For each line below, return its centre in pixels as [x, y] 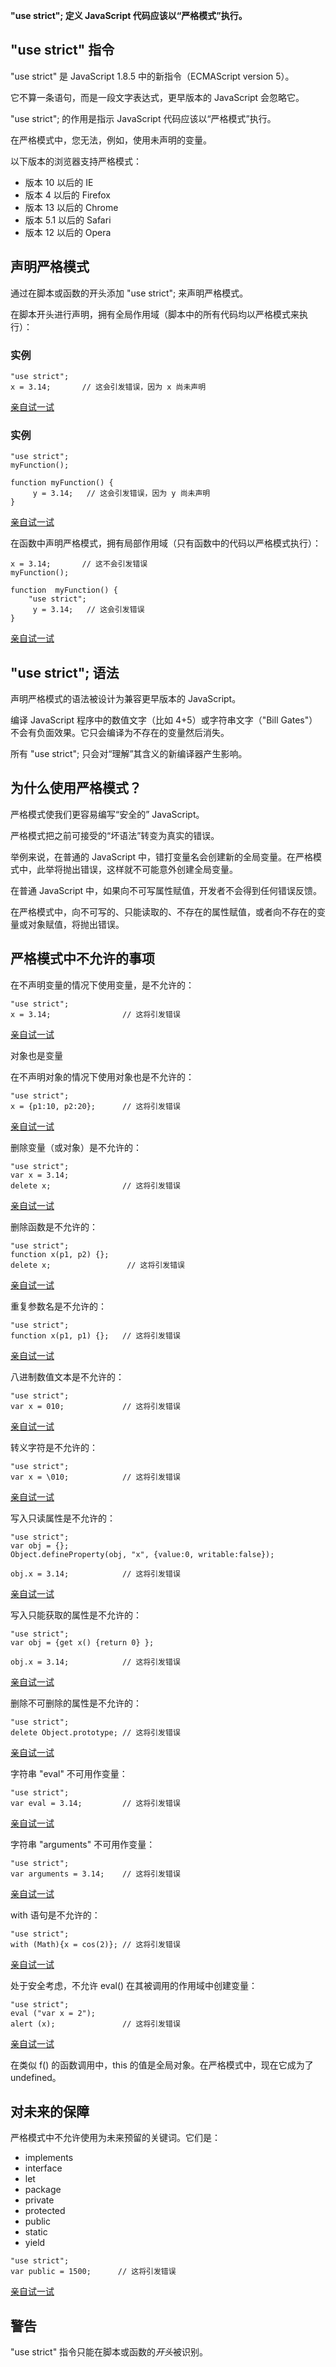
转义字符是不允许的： [54, 1447]
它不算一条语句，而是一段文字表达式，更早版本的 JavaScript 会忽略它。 [157, 97]
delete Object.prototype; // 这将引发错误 [95, 1732]
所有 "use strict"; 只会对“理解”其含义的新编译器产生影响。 [129, 754]
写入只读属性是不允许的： [63, 1518]
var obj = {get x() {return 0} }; [82, 1642]
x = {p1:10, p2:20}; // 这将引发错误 [95, 1106]
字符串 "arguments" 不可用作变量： [83, 1844]
